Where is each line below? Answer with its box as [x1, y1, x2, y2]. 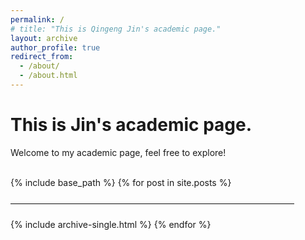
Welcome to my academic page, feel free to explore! [10, 146, 227, 158]
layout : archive [10, 33, 78, 43]
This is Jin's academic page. [10, 114, 253, 136]
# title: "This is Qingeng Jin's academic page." [10, 24, 222, 34]
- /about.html [19, 71, 78, 81]
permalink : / [10, 14, 65, 25]
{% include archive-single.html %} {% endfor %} [10, 218, 212, 230]
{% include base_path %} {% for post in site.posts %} [10, 176, 232, 188]
